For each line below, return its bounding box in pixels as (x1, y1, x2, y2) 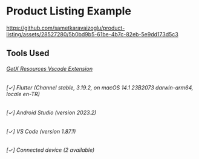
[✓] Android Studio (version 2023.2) (6, 109, 97, 116)
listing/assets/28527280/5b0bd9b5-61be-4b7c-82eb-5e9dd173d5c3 (6, 30, 178, 37)
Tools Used (6, 48, 50, 59)
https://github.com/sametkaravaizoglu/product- (6, 24, 125, 31)
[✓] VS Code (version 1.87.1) (6, 128, 76, 135)
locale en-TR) (6, 90, 41, 97)
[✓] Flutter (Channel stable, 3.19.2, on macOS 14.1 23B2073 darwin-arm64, (6, 83, 194, 91)
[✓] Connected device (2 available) (6, 146, 95, 154)
